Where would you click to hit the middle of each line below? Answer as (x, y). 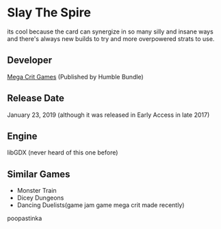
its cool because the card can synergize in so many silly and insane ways (110, 31)
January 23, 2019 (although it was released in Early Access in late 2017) (108, 115)
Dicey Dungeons (40, 198)
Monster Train (37, 191)
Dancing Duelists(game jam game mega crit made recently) (101, 205)
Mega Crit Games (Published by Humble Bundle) (75, 77)
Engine (22, 136)
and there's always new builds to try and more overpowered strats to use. (111, 38)
